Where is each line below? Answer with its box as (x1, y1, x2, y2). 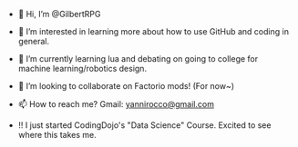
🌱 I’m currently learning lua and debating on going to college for (17, 54, 259, 64)
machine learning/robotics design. (17, 64, 148, 73)
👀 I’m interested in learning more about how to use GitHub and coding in (17, 26, 290, 36)
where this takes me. (17, 130, 98, 140)
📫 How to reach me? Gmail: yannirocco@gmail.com (17, 99, 214, 109)
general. (17, 36, 50, 46)
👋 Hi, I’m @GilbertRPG (17, 9, 101, 19)
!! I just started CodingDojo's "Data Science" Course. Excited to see (17, 120, 272, 131)
